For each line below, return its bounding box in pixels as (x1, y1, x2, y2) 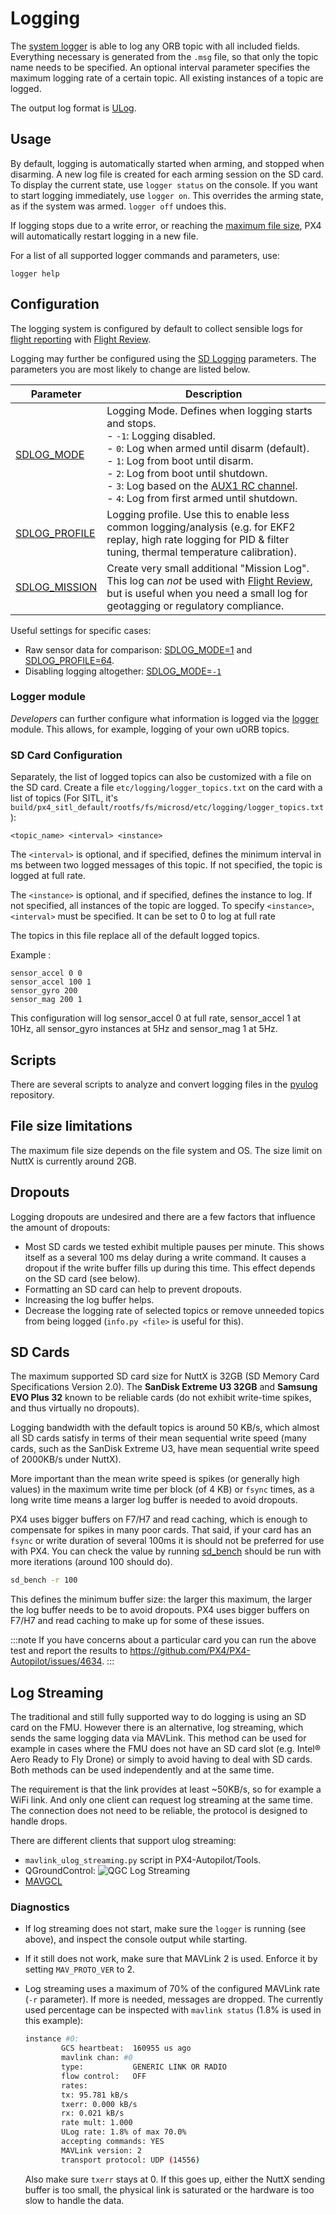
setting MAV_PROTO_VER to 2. (24, 1963, 136, 1976)
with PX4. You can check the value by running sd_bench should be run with (10, 1545, 322, 1557)
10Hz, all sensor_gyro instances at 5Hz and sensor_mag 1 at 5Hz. (10, 1023, 278, 1035)
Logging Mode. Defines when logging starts (106, 403, 313, 417)
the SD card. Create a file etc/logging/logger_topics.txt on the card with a (10, 782, 323, 794)
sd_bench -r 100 (10, 1575, 78, 1586)
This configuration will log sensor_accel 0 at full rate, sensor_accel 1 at (10, 1012, 302, 1024)
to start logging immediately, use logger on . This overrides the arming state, (10, 189, 324, 201)
